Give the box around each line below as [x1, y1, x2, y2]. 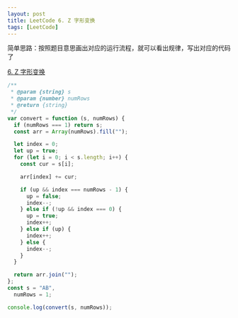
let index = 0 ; [13, 141, 59, 148]
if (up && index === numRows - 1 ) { [20, 186, 129, 193]
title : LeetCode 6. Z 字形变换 [7, 17, 96, 24]
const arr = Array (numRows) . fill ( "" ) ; [13, 128, 129, 135]
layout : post [7, 10, 46, 18]
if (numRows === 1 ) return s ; [13, 121, 103, 128]
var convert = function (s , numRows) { [7, 115, 125, 122]
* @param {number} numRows [10, 95, 91, 103]
